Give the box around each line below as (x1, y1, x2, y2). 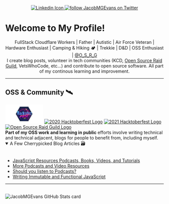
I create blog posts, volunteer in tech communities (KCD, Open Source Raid (7, 57, 162, 63)
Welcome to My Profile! (5, 23, 105, 34)
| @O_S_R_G (72, 52, 97, 58)
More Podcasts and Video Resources (12, 163, 90, 169)
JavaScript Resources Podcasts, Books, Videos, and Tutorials (12, 157, 140, 164)
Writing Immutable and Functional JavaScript (12, 173, 106, 179)
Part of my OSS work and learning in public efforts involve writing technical (5, 129, 163, 135)
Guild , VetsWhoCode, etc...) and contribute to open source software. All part (5, 63, 164, 69)
